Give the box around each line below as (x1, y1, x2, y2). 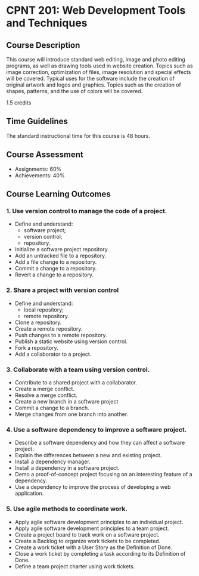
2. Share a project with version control (6, 286, 119, 294)
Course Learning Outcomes (6, 189, 111, 199)
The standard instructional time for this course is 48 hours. (6, 132, 151, 139)
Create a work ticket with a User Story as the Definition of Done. (14, 544, 173, 551)
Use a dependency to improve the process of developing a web (14, 483, 171, 491)
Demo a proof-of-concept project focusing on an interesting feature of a (14, 471, 192, 478)
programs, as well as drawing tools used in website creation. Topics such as (6, 62, 193, 69)
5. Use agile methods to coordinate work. (6, 505, 128, 513)
